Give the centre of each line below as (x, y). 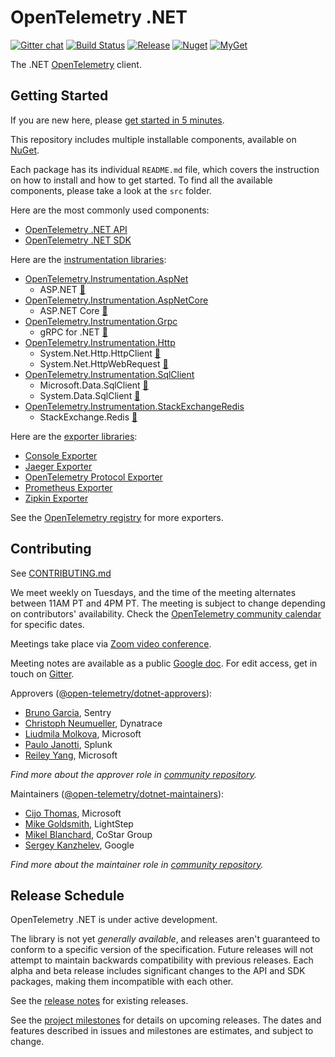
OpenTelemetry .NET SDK (78, 240)
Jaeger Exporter (58, 466)
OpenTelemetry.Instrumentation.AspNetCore (116, 300)
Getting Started (59, 96)
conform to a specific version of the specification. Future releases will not (162, 950)
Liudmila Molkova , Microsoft (83, 733)
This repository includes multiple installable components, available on (153, 139)
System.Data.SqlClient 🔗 (90, 395)
